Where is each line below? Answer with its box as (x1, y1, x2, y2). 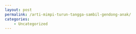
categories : (5, 16, 30, 21)
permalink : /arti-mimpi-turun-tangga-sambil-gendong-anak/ (5, 12, 131, 17)
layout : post (5, 7, 32, 12)
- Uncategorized (14, 21, 48, 26)
